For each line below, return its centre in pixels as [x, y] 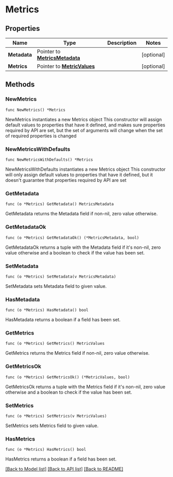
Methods [20, 85]
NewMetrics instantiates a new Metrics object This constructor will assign [84, 119]
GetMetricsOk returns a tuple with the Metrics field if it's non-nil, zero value [85, 387]
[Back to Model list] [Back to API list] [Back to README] [64, 469]
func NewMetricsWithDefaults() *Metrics [49, 160]
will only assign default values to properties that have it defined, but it [79, 175]
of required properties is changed [41, 136]
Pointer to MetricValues [66, 66]
